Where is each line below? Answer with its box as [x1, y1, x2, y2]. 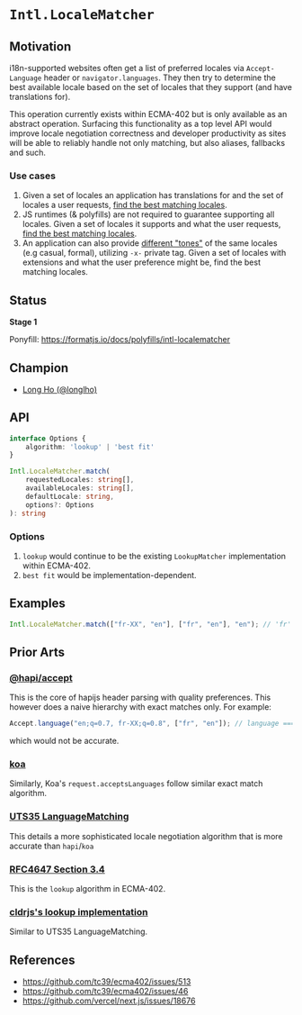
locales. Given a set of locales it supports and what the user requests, [22, 219, 281, 230]
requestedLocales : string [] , [25, 476, 135, 485]
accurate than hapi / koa [9, 840, 94, 851]
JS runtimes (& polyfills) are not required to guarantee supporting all [22, 209, 275, 220]
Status [9, 293, 48, 308]
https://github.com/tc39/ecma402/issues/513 [22, 976, 191, 987]
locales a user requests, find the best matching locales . [22, 200, 227, 211]
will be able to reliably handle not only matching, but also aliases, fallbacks [9, 138, 286, 148]
